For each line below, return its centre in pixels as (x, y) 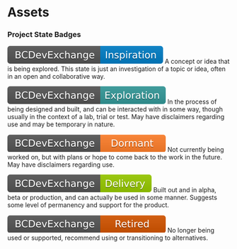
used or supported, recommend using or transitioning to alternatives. (108, 238)
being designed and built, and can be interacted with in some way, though (115, 109)
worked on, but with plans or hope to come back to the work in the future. (115, 157)
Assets (28, 12)
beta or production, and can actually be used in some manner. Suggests (112, 198)
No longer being (191, 231)
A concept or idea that (197, 62)
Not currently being (196, 150)
